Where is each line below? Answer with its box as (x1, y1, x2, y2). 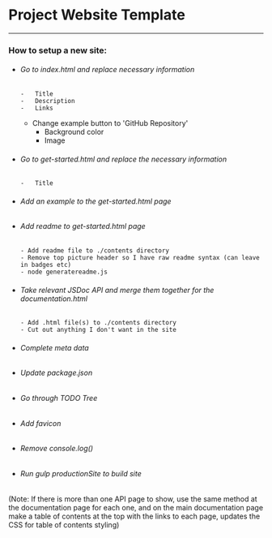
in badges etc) (19, 261, 72, 269)
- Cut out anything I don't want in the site (19, 326, 176, 334)
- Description (19, 97, 75, 105)
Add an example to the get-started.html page (19, 196, 172, 206)
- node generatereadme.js (19, 268, 108, 277)
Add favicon (19, 418, 62, 428)
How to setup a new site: (8, 45, 108, 56)
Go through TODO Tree (19, 394, 98, 403)
